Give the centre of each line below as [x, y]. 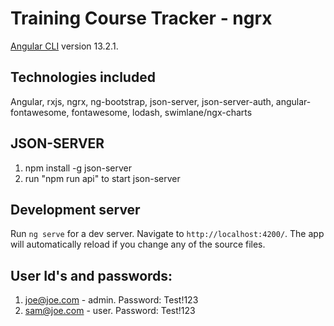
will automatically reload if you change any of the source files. [138, 244]
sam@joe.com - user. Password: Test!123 [110, 311]
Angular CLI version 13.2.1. [64, 46]
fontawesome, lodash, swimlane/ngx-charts [162, 112]
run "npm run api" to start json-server [102, 178]
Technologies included [83, 77]
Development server [75, 209]
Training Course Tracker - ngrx [141, 18]
